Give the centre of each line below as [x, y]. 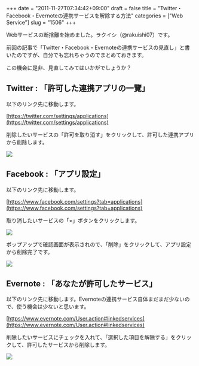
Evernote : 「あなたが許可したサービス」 [82, 284]
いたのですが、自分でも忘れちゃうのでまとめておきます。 [76, 55]
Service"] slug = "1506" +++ [41, 22]
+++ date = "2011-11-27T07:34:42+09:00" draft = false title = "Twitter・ [94, 8]
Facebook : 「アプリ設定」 [56, 174]
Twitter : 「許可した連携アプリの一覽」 [78, 88]
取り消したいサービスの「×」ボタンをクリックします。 [73, 220]
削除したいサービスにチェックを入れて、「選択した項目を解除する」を [91, 337]
